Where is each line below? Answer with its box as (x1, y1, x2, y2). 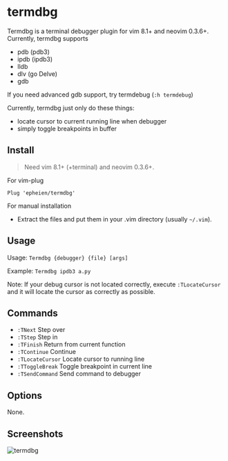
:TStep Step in (17, 333, 58, 342)
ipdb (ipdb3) (17, 55, 53, 63)
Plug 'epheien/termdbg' (7, 189, 76, 197)
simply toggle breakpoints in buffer (17, 124, 117, 133)
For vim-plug (7, 176, 44, 184)
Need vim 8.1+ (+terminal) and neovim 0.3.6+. (23, 163, 155, 171)
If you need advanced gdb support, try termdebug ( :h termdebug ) (7, 90, 193, 99)
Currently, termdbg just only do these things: (7, 104, 135, 112)
